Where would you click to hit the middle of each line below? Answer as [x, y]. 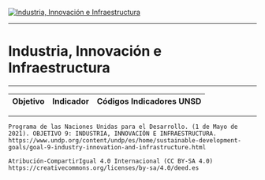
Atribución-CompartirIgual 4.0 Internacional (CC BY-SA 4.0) [111, 161]
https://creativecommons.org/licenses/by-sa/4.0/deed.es [104, 168]
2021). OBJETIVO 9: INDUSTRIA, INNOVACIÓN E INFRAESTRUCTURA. [112, 134]
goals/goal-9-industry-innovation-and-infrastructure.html [107, 147]
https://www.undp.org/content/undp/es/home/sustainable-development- [125, 140]
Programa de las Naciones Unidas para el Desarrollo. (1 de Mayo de [123, 127]
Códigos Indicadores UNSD [149, 101]
